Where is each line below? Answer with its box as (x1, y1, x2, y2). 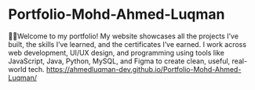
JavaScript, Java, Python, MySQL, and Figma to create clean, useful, (8, 56, 231, 66)
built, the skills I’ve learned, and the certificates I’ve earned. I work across (8, 39, 247, 49)
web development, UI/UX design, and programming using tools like (8, 48, 225, 57)
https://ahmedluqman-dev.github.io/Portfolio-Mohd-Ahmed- (46, 64, 242, 74)
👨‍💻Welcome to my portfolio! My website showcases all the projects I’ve (8, 31, 239, 41)
